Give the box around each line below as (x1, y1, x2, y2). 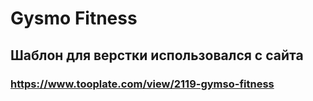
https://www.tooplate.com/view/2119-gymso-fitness (10, 77, 275, 91)
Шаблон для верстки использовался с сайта (10, 47, 304, 64)
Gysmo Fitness (10, 7, 138, 30)
